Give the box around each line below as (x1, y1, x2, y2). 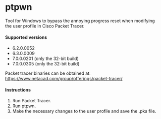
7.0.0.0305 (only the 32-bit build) (12, 61, 80, 67)
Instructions (5, 87, 31, 92)
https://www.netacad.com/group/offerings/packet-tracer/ (5, 76, 123, 82)
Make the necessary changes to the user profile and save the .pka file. (12, 108, 157, 114)
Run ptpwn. (12, 103, 36, 109)
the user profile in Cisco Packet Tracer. (5, 23, 85, 29)
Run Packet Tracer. (12, 98, 52, 104)
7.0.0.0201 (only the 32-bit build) (12, 56, 79, 61)
